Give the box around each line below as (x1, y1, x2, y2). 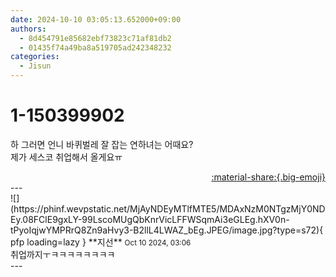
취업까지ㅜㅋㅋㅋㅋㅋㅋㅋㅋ (10, 248, 116, 260)
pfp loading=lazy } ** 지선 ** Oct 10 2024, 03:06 (10, 236, 192, 248)
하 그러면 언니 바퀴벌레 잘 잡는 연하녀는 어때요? (10, 138, 194, 150)
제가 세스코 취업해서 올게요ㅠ (10, 151, 123, 163)
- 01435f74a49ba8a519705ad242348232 (19, 42, 172, 53)
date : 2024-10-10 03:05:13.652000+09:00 (10, 14, 182, 25)
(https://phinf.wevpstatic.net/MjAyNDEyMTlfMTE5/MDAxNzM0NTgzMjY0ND (10, 202, 326, 215)
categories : (10, 52, 60, 62)
